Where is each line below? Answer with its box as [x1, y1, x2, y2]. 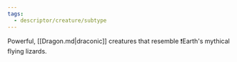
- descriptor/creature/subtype [14, 17, 107, 24]
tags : [7, 10, 24, 18]
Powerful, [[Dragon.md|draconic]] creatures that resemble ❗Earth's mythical [7, 37, 231, 45]
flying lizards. [7, 46, 48, 55]
